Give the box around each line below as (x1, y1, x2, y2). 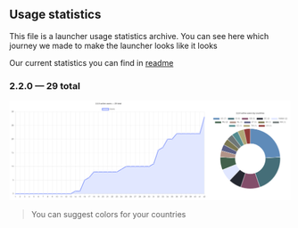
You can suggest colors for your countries (30, 208, 186, 219)
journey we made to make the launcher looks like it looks (9, 40, 218, 51)
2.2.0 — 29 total (9, 79, 80, 92)
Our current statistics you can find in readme (9, 57, 174, 68)
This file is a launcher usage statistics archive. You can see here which (9, 30, 269, 41)
